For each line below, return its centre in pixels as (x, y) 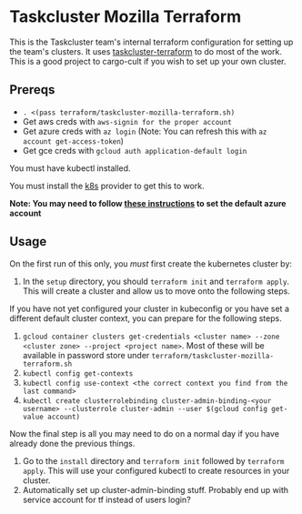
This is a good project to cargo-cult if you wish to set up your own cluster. (148, 61)
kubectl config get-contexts (78, 373)
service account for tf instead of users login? (106, 499)
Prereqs (32, 90)
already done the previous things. (72, 443)
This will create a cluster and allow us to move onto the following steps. (156, 291)
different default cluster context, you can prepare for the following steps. (146, 318)
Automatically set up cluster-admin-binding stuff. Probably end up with (156, 489)
